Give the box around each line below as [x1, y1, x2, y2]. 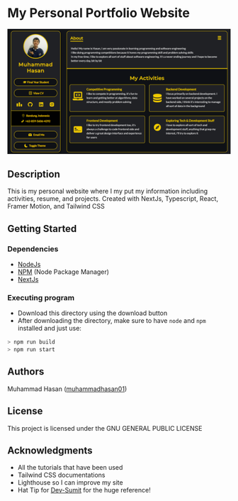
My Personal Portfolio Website [7, 5, 190, 21]
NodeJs [17, 260, 41, 268]
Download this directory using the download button [17, 309, 168, 317]
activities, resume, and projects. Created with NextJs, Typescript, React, [7, 194, 218, 203]
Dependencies [7, 243, 59, 253]
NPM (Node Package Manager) [17, 268, 110, 276]
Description [7, 168, 60, 180]
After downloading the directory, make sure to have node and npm [17, 316, 207, 325]
